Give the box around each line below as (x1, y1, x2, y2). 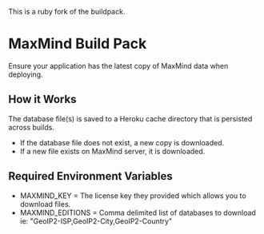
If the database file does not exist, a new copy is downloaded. (19, 137, 225, 147)
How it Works (8, 93, 77, 106)
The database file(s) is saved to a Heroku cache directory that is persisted (8, 113, 253, 123)
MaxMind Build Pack (8, 35, 147, 53)
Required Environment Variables (8, 169, 174, 183)
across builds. (8, 122, 54, 132)
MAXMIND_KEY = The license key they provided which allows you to (19, 191, 246, 200)
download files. (19, 199, 71, 208)
